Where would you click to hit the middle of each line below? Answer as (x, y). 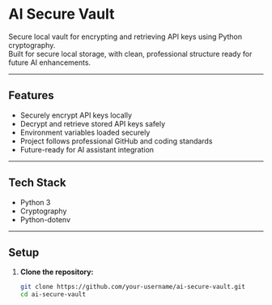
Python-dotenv (45, 219)
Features (31, 95)
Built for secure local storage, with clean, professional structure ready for (130, 54)
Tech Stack (37, 183)
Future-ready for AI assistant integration (87, 149)
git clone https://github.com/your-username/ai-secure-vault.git (132, 287)
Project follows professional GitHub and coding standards (116, 141)
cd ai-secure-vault (53, 294)
